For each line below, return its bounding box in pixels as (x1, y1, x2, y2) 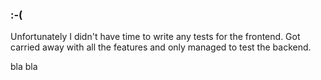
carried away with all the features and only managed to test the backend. (10, 41, 312, 53)
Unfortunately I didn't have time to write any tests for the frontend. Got (10, 31, 301, 43)
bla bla (10, 61, 38, 73)
